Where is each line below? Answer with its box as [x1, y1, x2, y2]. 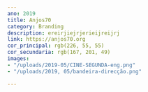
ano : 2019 [7, 10, 36, 17]
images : [7, 55, 30, 62]
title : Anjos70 [7, 17, 52, 24]
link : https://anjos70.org [7, 36, 86, 43]
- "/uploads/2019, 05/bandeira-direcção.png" [7, 68, 142, 75]
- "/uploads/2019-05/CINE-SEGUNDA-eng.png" [7, 62, 136, 68]
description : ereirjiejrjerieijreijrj [7, 29, 120, 37]
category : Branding [7, 23, 64, 30]
